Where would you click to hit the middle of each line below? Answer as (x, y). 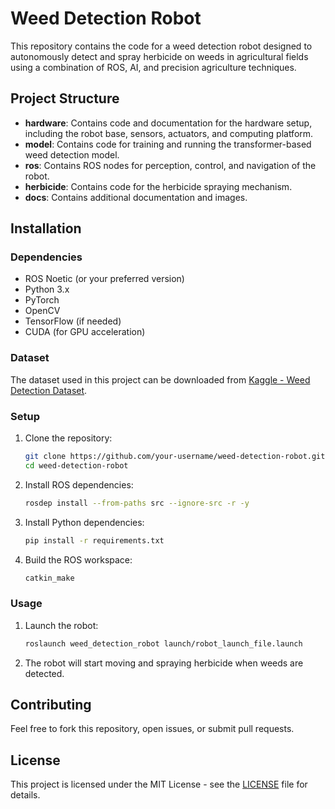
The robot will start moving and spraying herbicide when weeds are (164, 663)
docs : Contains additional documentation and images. (136, 197)
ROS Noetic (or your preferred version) (104, 279)
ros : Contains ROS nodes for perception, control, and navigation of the (170, 165)
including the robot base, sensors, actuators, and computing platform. (169, 133)
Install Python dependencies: (84, 522)
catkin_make (49, 578)
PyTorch (42, 300)
